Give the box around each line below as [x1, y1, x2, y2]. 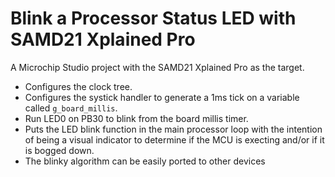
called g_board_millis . [24, 102, 118, 114]
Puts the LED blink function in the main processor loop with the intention [24, 123, 323, 135]
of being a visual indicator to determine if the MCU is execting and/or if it [24, 133, 325, 146]
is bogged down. [24, 144, 95, 156]
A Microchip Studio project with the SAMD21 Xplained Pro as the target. [10, 61, 305, 73]
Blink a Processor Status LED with [10, 7, 297, 30]
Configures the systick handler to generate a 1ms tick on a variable [24, 91, 300, 103]
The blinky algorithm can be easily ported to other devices [24, 155, 266, 167]
